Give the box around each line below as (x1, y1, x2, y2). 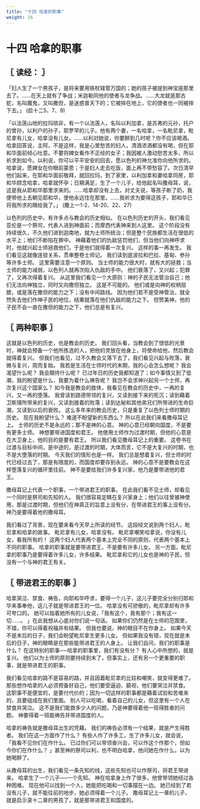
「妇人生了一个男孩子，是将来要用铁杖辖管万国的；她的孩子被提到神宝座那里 (6, 84, 194, 91)
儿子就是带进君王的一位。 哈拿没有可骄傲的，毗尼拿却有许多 (42, 602, 190, 609)
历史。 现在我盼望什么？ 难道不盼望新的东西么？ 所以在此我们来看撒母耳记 (6, 414, 188, 421)
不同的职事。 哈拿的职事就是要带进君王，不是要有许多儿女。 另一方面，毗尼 (6, 544, 192, 551)
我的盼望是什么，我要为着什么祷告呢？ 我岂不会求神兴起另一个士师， (16, 377, 185, 384)
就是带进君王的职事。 (16, 662, 69, 669)
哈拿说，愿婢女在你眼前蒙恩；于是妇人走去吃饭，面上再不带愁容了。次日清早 (6, 164, 194, 171)
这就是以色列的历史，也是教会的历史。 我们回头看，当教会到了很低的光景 (6, 339, 185, 346)
